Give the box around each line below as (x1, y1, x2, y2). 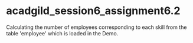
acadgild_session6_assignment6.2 (6, 4, 181, 18)
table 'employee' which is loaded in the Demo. (6, 29, 119, 37)
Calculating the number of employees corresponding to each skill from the (6, 24, 187, 31)
